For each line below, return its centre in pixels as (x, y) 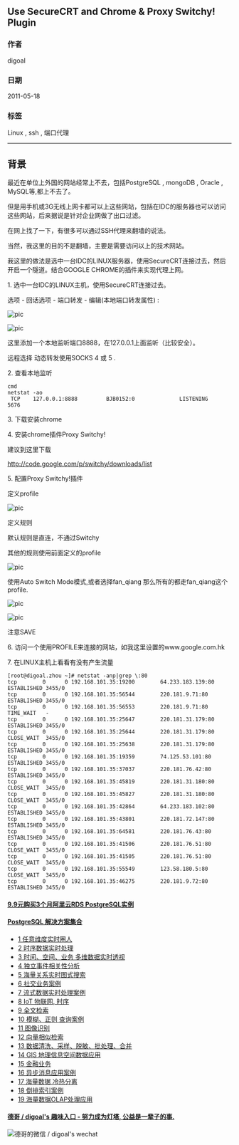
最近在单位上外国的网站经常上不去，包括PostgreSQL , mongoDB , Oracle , (115, 183)
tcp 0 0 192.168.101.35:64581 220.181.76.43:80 (110, 832)
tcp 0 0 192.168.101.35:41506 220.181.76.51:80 (110, 844)
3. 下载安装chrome (35, 419)
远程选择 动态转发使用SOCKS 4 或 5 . (62, 358)
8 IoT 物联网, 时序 (43, 1001)
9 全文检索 (33, 1010)
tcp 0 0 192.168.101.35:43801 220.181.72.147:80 (111, 819)
